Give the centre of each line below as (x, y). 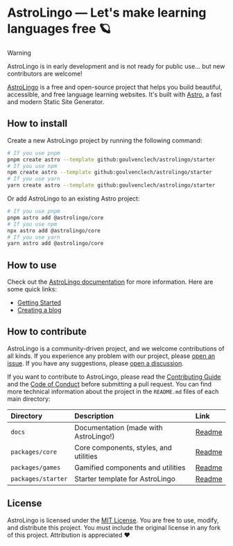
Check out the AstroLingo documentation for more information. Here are (110, 282)
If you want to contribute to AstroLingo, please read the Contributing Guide (114, 377)
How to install (37, 124)
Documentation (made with (118, 427)
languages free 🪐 (59, 29)
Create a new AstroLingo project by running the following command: (105, 140)
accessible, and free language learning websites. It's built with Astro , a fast (114, 94)
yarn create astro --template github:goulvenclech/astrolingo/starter (111, 185)
